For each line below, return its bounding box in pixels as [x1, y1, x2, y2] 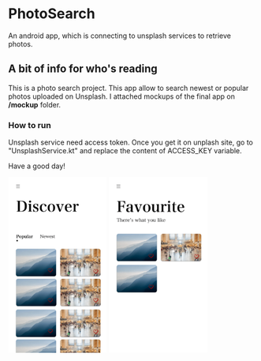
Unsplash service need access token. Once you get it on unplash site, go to [8, 137, 254, 147]
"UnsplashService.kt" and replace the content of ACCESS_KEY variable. [8, 146, 242, 156]
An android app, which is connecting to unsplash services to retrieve [8, 31, 231, 40]
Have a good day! [8, 161, 65, 171]
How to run [8, 119, 51, 130]
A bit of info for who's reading [8, 62, 158, 76]
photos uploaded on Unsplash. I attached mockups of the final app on [8, 92, 235, 101]
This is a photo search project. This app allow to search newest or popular [8, 83, 249, 92]
